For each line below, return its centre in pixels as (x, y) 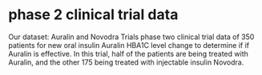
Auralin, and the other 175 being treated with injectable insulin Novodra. (126, 62)
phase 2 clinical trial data (93, 15)
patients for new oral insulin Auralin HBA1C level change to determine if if (129, 45)
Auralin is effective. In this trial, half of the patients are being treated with (128, 53)
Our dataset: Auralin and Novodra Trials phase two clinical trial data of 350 (131, 37)
